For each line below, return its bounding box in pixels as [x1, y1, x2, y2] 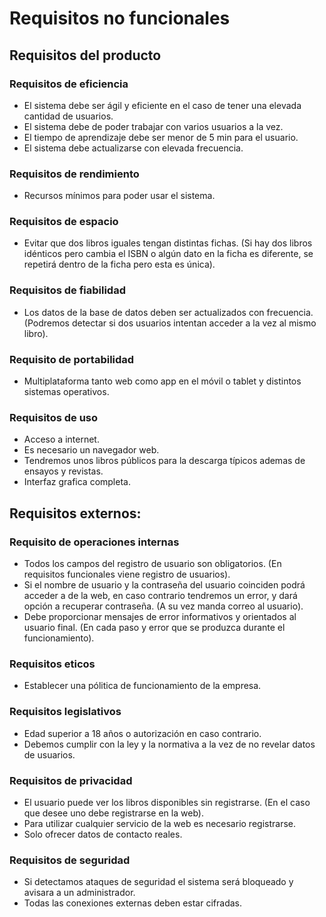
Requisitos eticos [9, 657, 96, 671]
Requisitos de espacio [9, 215, 119, 229]
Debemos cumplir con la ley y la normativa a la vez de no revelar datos [23, 738, 316, 750]
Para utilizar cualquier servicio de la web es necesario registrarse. [23, 817, 296, 829]
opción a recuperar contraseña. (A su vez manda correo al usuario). [23, 600, 304, 612]
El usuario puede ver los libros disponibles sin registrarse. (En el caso [23, 796, 311, 808]
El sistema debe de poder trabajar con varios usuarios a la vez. [23, 120, 284, 132]
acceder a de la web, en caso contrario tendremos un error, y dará [23, 590, 298, 602]
